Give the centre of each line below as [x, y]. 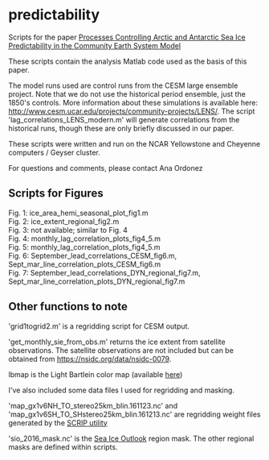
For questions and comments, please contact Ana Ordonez [106, 168]
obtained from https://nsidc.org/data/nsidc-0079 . [90, 358]
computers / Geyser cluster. [54, 152]
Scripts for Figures [56, 194]
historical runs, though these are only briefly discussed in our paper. [121, 128]
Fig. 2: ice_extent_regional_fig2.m [64, 221]
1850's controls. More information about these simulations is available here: [133, 102]
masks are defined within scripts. [63, 447]
